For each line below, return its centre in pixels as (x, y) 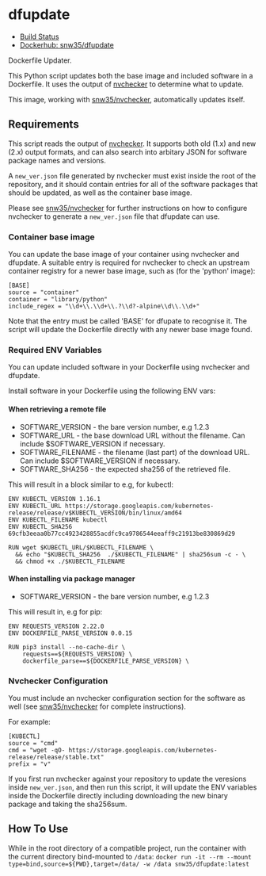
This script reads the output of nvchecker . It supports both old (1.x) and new (132, 143)
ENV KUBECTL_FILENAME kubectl (58, 520)
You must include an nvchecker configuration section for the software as (127, 698)
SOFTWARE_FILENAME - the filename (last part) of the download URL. (135, 452)
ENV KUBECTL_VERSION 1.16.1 (55, 499)
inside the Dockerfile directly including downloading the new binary (118, 796)
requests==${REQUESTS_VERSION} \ (78, 654)
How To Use (38, 829)
